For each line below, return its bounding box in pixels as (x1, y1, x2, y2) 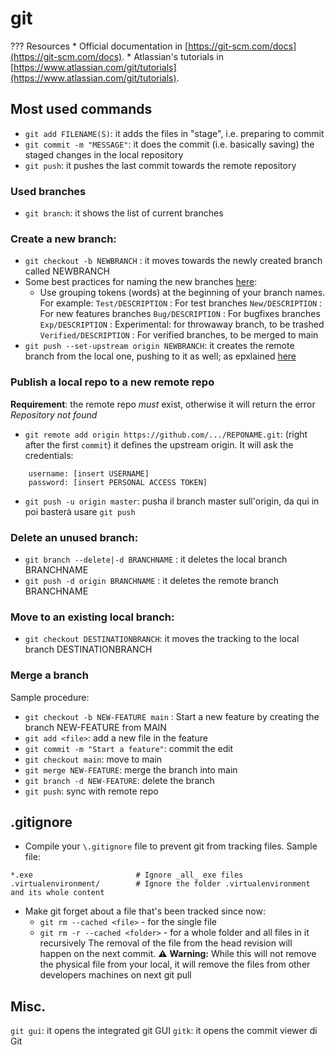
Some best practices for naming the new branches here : (24, 276, 258, 288)
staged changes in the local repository (24, 148, 184, 161)
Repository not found (10, 408, 98, 421)
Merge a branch (10, 668, 89, 682)
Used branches (10, 184, 87, 198)
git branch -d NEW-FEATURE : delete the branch (24, 774, 215, 786)
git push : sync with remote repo (24, 785, 159, 797)
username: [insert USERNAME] (28, 468, 150, 479)
